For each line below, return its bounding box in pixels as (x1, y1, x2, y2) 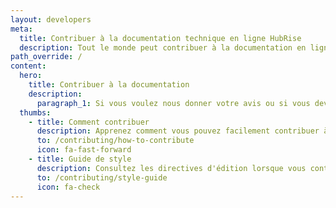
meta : (10, 24, 33, 34)
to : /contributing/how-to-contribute (36, 136, 195, 146)
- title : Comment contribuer (28, 117, 150, 127)
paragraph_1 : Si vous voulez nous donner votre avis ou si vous (36, 98, 311, 108)
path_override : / (10, 52, 83, 62)
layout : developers (10, 14, 92, 25)
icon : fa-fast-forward (36, 145, 132, 155)
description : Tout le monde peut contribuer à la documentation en (19, 42, 307, 53)
